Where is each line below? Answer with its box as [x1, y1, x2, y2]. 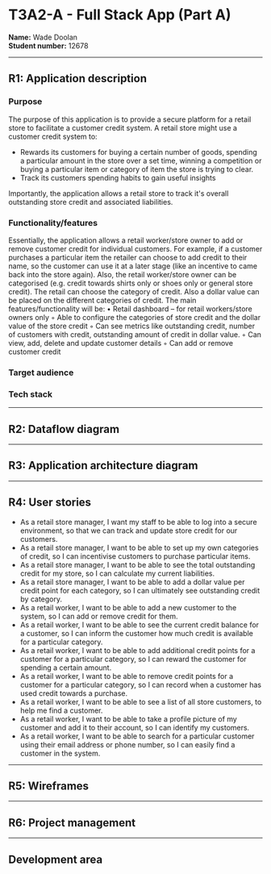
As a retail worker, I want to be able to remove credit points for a [19, 671, 234, 680]
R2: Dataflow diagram [8, 422, 119, 436]
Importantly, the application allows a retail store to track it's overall [8, 188, 229, 198]
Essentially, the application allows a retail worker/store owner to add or [8, 235, 244, 245]
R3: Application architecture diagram [8, 459, 198, 472]
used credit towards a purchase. [19, 688, 128, 698]
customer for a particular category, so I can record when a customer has [19, 680, 262, 689]
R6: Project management [8, 816, 135, 830]
